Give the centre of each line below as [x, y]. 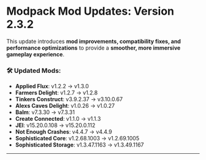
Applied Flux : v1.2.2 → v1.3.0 [52, 86]
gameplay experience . [35, 54]
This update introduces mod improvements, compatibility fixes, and [93, 41]
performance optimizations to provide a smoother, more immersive [93, 48]
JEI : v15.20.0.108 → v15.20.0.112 [55, 125]
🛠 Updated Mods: [34, 70]
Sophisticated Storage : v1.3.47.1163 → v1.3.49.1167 [79, 145]
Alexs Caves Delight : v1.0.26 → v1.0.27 [65, 106]
